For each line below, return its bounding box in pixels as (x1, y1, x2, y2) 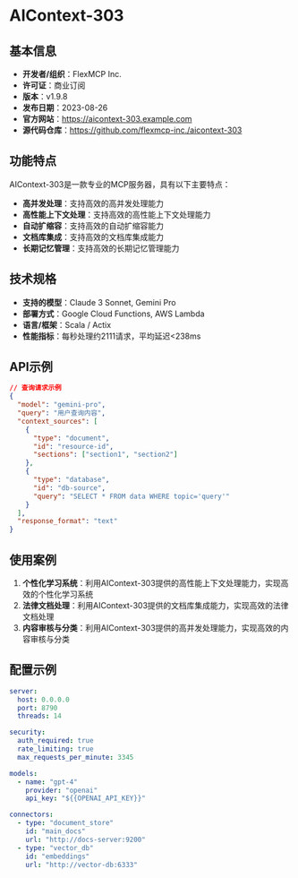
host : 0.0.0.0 (17, 695, 70, 704)
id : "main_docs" (25, 827, 87, 836)
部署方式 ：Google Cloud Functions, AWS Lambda (21, 308, 205, 319)
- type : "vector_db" (17, 843, 94, 852)
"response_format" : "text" (17, 517, 118, 526)
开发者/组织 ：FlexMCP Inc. (21, 69, 123, 79)
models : (9, 769, 38, 778)
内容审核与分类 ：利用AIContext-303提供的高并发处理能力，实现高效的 (21, 623, 282, 633)
